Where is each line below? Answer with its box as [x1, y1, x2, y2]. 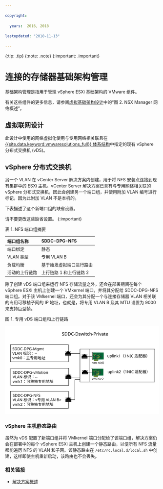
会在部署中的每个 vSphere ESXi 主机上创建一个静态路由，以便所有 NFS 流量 [5, 441, 157, 447]
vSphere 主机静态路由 [5, 423, 57, 430]
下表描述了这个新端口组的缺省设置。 [5, 206, 78, 212]
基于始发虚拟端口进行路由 [41, 262, 93, 268]
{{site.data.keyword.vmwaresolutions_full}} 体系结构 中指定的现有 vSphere [5, 141, 154, 147]
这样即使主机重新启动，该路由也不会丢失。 [13, 453, 99, 459]
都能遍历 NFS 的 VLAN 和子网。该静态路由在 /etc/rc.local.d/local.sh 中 [5, 447, 154, 453]
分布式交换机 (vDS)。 [5, 147, 48, 153]
